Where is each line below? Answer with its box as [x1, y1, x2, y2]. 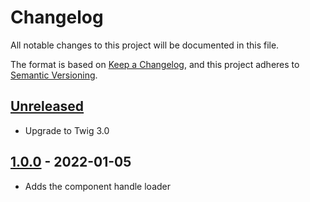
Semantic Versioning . [10, 69, 98, 81]
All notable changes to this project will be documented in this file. [10, 39, 280, 51]
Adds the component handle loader [24, 180, 171, 192]
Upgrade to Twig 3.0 [24, 124, 110, 136]
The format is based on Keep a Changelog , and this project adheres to [10, 58, 300, 70]
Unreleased [10, 98, 85, 115]
